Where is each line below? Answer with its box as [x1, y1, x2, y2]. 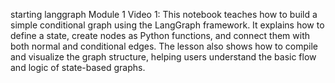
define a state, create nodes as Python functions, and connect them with [10, 30, 310, 41]
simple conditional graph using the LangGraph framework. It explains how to [10, 19, 325, 31]
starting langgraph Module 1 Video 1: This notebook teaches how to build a [10, 9, 318, 20]
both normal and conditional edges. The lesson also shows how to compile [10, 40, 318, 52]
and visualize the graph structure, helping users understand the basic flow [10, 51, 317, 63]
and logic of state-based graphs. [10, 62, 146, 73]
